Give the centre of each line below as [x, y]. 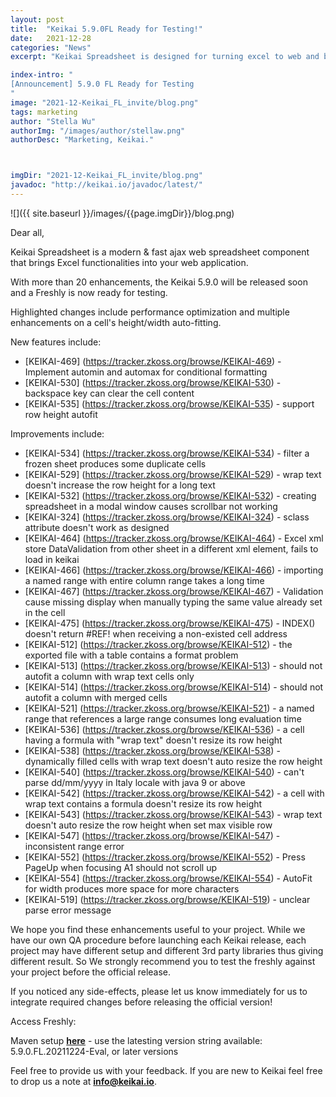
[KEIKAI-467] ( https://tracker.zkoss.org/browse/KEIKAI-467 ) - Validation [174, 591]
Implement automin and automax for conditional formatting [146, 372]
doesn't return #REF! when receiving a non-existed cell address [156, 633]
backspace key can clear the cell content [109, 393]
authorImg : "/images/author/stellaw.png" [98, 131]
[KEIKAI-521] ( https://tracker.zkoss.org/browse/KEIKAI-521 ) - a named [169, 708]
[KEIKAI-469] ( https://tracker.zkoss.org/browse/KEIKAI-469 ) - [153, 361]
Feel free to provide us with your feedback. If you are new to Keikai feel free [166, 1070]
